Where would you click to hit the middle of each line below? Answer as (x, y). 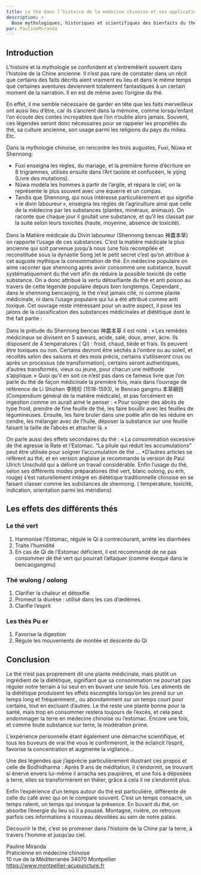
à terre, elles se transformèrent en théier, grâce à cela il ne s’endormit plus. (99, 780)
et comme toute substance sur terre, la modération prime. (77, 725)
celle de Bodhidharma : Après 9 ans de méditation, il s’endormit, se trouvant (100, 767)
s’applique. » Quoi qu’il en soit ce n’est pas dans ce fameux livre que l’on (95, 376)
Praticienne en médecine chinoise (48, 853)
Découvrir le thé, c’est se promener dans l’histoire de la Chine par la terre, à (99, 829)
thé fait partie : (24, 319)
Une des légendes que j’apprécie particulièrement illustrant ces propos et (97, 761)
